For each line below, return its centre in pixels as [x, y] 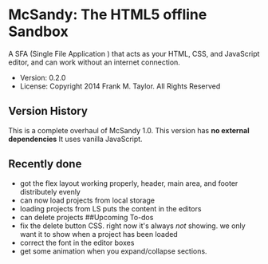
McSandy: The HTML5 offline [108, 15]
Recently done [45, 164]
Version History [48, 111]
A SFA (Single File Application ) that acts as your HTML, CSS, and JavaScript [134, 53]
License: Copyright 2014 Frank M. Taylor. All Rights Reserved [120, 86]
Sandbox [39, 32]
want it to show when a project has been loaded [99, 234]
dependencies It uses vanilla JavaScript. [75, 139]
